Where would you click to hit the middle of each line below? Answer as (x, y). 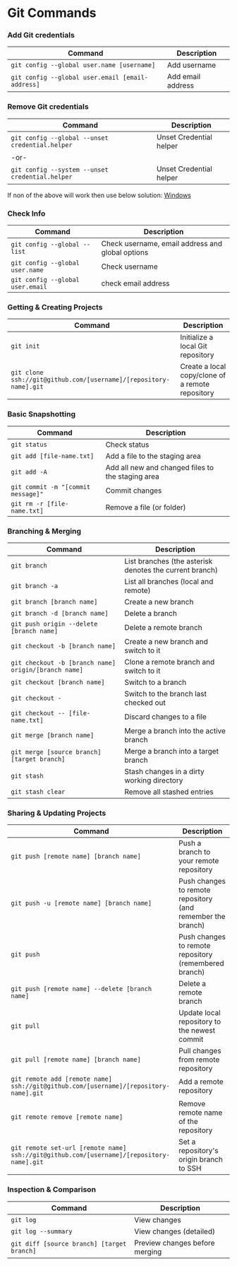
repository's (199, 1151)
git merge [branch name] (53, 735)
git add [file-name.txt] (53, 456)
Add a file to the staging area (153, 456)
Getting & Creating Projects (55, 307)
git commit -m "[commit (51, 487)
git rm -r (27, 504)
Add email (184, 77)
